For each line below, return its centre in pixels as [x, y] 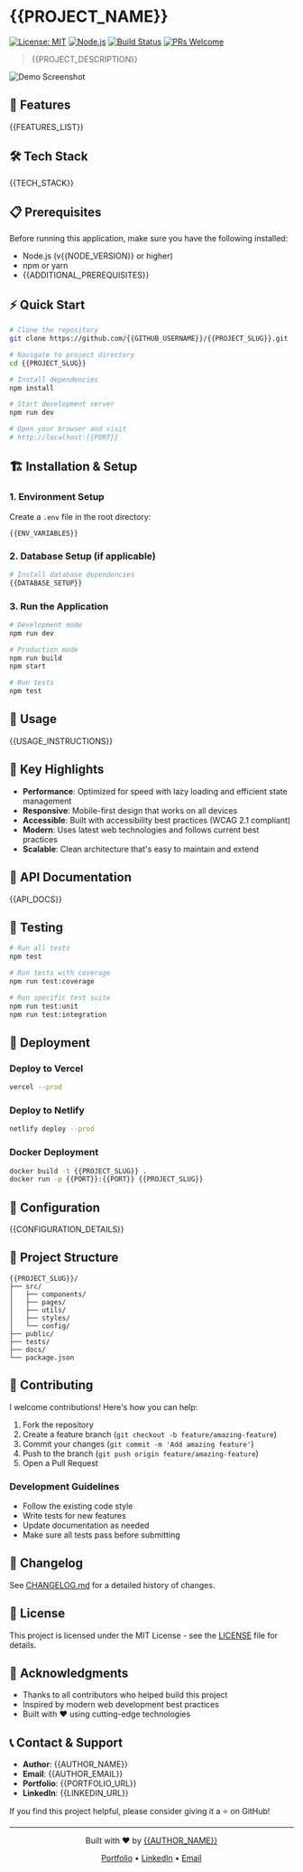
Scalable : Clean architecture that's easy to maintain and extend [141, 849]
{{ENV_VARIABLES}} [44, 533]
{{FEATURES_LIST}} [46, 127]
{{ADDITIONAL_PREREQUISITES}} [86, 275]
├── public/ [32, 1334]
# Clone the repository [54, 330]
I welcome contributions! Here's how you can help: [104, 1406]
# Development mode [46, 625]
